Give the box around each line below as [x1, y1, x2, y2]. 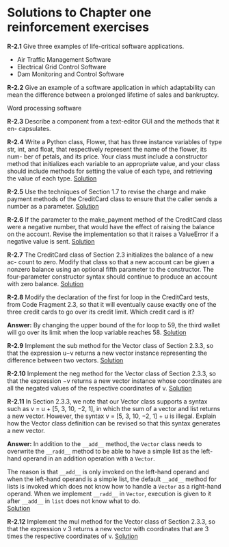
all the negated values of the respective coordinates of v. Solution [7, 384, 193, 392]
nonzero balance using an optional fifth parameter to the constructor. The [7, 265, 214, 273]
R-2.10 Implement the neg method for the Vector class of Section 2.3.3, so [7, 369, 217, 377]
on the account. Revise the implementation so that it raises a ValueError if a [7, 230, 219, 238]
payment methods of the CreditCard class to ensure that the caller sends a [7, 194, 217, 203]
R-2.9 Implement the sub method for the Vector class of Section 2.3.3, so [7, 341, 214, 349]
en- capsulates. [7, 124, 51, 132]
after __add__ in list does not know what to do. [7, 496, 141, 505]
